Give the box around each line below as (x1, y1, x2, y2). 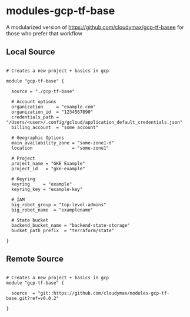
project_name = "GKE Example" (11, 160, 85, 166)
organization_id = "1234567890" (11, 109, 94, 115)
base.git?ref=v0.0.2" (6, 295, 59, 301)
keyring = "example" (11, 181, 72, 187)
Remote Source (6, 254, 64, 264)
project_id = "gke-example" (11, 166, 85, 171)
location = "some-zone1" (11, 145, 109, 151)
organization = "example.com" (11, 104, 96, 110)
